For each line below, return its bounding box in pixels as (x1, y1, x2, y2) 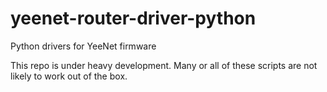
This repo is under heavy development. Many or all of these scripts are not (10, 59, 318, 71)
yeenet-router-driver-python (10, 7, 257, 30)
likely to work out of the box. (10, 70, 128, 82)
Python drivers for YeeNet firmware (10, 40, 157, 52)
